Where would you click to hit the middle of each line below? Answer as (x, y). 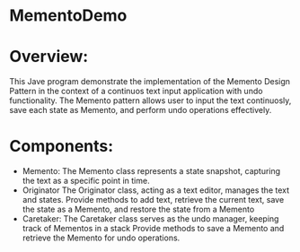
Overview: (49, 57)
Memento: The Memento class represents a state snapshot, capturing (151, 171)
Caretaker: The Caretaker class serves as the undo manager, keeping (150, 219)
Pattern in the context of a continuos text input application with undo (136, 91)
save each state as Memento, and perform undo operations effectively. (141, 110)
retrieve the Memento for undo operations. (101, 238)
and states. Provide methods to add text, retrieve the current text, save (153, 200)
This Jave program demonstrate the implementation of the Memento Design (150, 82)
